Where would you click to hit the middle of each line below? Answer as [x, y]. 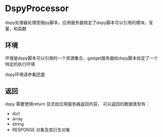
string [18, 124]
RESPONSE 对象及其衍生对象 [41, 130]
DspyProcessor [37, 9]
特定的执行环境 [20, 64]
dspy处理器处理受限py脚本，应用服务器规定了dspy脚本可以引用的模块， [77, 22]
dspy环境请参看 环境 [25, 74]
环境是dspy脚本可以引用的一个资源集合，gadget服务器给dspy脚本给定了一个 [81, 58]
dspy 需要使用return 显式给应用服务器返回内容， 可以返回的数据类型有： [77, 104]
